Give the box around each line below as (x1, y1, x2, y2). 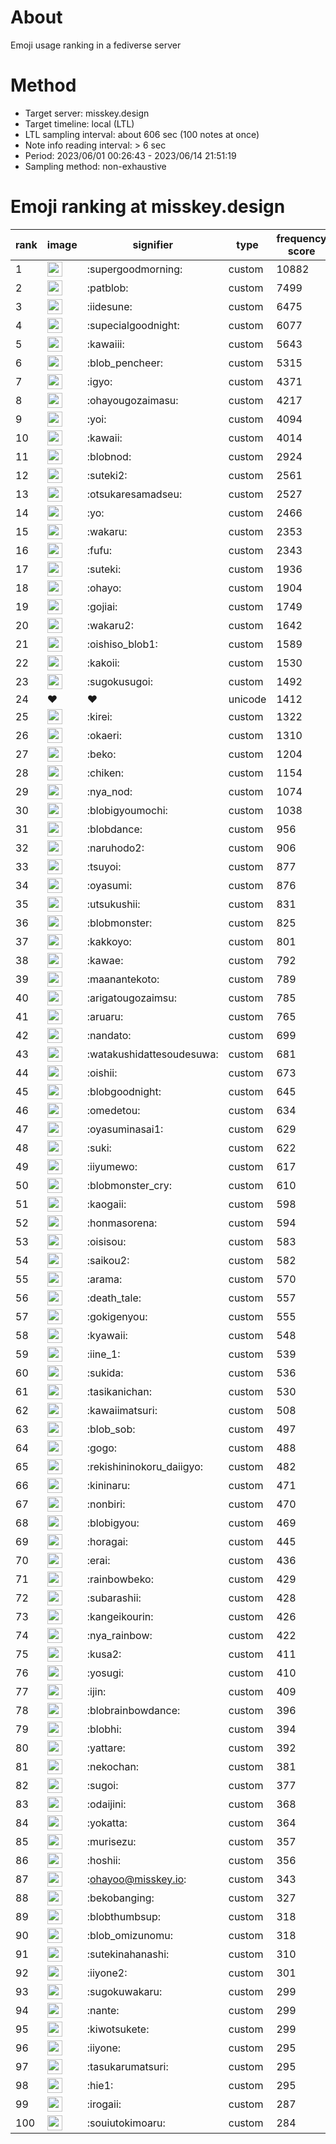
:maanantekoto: (86, 972, 160, 986)
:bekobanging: (86, 1891, 155, 1905)
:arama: (86, 1272, 123, 1286)
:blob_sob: (86, 1422, 136, 1436)
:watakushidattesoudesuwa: (86, 1047, 219, 1061)
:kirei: (86, 709, 113, 723)
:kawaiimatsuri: (86, 1403, 158, 1417)
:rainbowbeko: (86, 1572, 154, 1586)
